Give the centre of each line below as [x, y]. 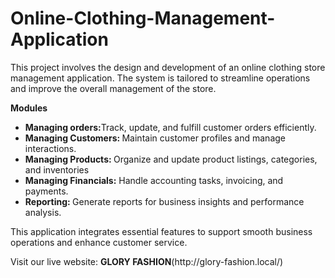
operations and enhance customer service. [99, 242]
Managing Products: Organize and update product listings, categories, [171, 159]
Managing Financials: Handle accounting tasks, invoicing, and [154, 180]
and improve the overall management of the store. [113, 88]
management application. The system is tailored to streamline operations [160, 78]
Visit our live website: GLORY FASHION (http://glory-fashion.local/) [147, 261]
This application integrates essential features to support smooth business [161, 231]
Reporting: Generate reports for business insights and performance [164, 201]
